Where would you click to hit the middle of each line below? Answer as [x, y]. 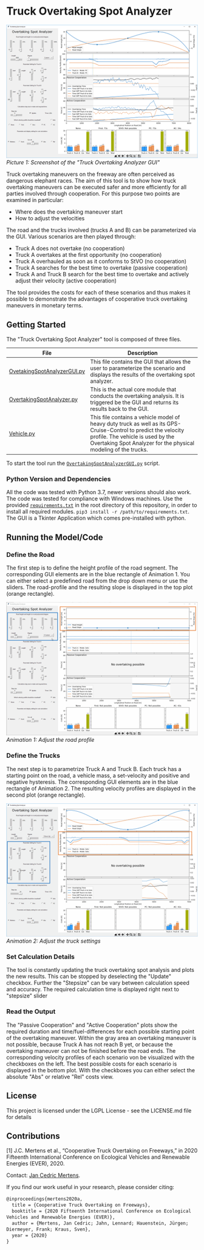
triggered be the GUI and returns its [134, 402]
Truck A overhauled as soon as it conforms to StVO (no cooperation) [101, 261]
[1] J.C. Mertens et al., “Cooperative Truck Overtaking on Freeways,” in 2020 [102, 1151]
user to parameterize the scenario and [138, 368]
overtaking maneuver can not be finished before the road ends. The [91, 1050]
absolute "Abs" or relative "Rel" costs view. [60, 1077]
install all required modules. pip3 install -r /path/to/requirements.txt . [98, 512]
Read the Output [31, 1011]
